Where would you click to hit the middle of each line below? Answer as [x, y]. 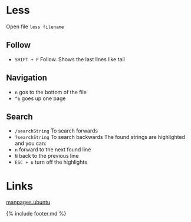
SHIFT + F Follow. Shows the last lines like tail [70, 59]
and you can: [30, 143]
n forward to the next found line [53, 150]
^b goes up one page [40, 98]
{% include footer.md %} [36, 214]
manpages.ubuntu [28, 202]
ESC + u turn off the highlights [51, 162]
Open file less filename [35, 26]
